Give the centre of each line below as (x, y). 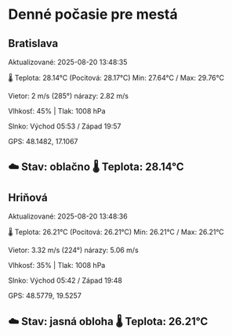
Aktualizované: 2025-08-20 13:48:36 (68, 216)
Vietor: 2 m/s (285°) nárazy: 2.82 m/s (69, 96)
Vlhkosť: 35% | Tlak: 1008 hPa (57, 266)
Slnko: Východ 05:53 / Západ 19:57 (65, 126)
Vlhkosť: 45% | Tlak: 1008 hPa (57, 111)
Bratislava (33, 43)
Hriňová (28, 197)
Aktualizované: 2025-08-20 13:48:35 (68, 62)
